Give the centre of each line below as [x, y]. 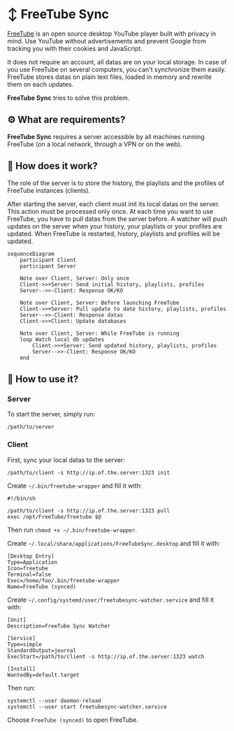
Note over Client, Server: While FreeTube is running [100, 333]
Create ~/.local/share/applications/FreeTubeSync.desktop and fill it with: [114, 543]
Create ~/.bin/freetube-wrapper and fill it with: [75, 486]
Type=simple [24, 644]
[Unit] [17, 620]
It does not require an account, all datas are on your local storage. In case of [117, 61]
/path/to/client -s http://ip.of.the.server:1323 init [89, 472]
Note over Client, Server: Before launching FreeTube [100, 303]
